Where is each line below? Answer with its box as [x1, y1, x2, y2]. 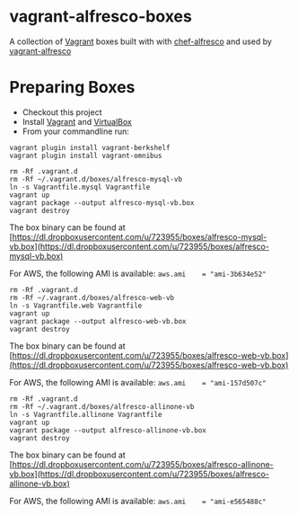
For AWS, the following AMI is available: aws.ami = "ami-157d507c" [9, 377, 267, 387]
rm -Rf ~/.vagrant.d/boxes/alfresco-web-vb [9, 293, 175, 302]
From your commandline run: [22, 126, 130, 137]
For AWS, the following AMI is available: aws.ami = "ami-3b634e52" [9, 268, 267, 279]
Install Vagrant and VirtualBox [22, 116, 132, 127]
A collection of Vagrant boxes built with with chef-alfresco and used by [9, 36, 272, 47]
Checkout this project [22, 106, 102, 118]
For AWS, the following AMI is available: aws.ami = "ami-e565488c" [9, 495, 267, 506]
